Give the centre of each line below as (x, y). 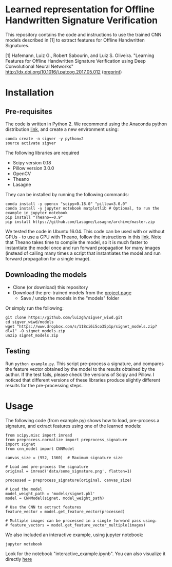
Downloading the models (46, 275)
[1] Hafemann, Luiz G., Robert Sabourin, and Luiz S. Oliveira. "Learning (80, 55)
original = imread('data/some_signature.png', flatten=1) (69, 471)
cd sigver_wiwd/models (30, 322)
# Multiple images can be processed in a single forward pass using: (81, 521)
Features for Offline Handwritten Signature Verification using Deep (76, 61)
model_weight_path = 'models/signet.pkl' (50, 494)
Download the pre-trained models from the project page (72, 292)
